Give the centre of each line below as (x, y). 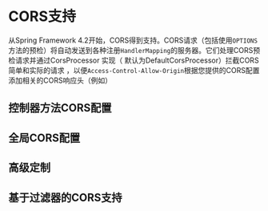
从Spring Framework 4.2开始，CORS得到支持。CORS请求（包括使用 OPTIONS (133, 40)
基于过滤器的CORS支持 (65, 197)
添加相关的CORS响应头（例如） (60, 80)
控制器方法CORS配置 (60, 108)
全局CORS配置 (44, 138)
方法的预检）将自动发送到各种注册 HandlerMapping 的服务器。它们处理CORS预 (134, 50)
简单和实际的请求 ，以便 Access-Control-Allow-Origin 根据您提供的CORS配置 (134, 70)
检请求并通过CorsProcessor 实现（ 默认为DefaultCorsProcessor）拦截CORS (134, 60)
